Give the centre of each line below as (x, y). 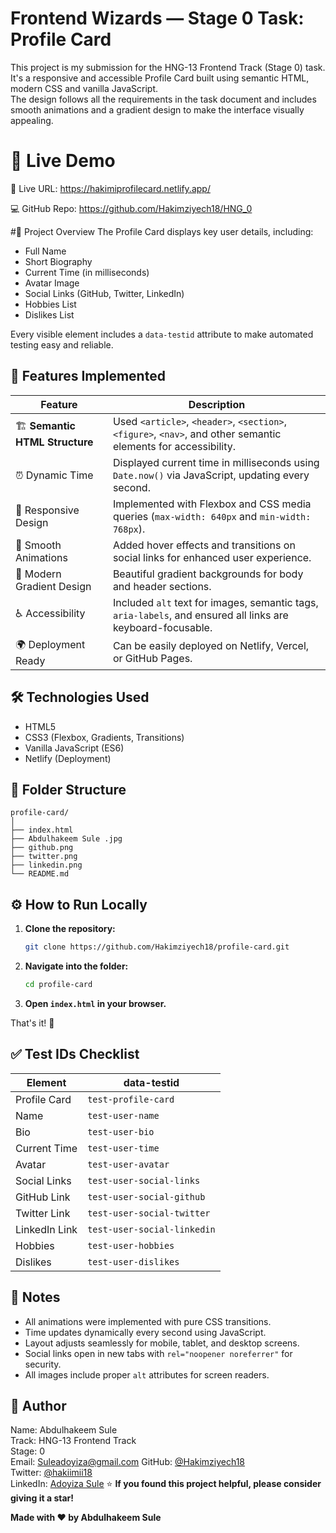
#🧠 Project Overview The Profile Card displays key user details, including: (162, 231)
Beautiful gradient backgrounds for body (208, 574)
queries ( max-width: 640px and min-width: (212, 516)
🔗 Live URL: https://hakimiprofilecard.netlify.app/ (110, 188)
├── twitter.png (44, 857)
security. (43, 1364)
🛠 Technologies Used (80, 697)
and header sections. (162, 586)
